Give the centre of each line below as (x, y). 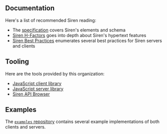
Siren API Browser (31, 94)
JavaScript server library (38, 88)
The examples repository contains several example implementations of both (82, 121)
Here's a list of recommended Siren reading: (51, 20)
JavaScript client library (37, 83)
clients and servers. (25, 127)
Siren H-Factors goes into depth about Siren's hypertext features (79, 35)
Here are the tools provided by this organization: (55, 73)
